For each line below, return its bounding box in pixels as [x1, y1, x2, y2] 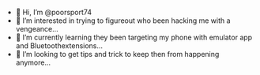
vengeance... [15, 24, 59, 33]
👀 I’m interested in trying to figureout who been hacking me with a [15, 16, 231, 25]
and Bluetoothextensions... [15, 41, 104, 51]
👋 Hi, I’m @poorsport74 [15, 8, 92, 17]
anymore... [15, 58, 51, 67]
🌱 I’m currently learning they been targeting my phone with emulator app [15, 32, 253, 42]
